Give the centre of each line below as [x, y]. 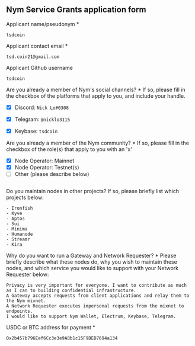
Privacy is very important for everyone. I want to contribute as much [96, 286]
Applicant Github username [39, 68]
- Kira [14, 245]
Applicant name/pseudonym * [43, 24]
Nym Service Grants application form [76, 10]
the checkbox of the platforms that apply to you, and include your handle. [96, 96]
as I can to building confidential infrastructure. [71, 291]
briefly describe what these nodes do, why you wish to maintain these [92, 262]
